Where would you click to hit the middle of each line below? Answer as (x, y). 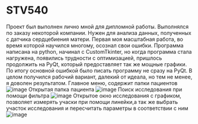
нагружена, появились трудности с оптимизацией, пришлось (84, 58)
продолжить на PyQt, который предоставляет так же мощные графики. (97, 64)
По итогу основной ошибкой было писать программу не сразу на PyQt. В (99, 70)
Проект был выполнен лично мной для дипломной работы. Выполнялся (97, 27)
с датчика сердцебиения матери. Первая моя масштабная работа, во (95, 39)
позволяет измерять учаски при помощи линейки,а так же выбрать (92, 102)
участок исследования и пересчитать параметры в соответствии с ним (97, 108)
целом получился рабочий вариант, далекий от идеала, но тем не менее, (99, 77)
